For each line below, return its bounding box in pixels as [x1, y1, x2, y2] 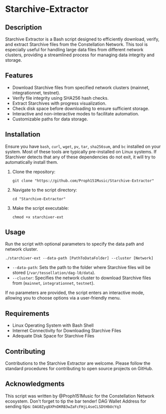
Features [5, 72, 33, 80]
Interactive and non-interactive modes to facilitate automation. [12, 111, 139, 116]
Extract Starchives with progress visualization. [12, 100, 107, 106]
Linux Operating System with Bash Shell [12, 322, 94, 329]
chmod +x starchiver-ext [12, 215, 64, 220]
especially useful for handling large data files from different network [5, 47, 144, 52]
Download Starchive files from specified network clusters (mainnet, [12, 84, 150, 90]
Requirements [5, 309, 49, 318]
